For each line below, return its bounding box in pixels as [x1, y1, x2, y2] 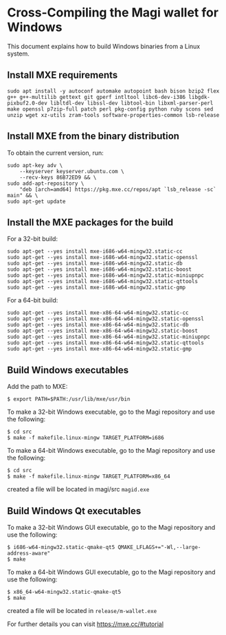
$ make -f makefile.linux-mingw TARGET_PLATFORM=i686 [7, 434, 165, 441]
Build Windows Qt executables [7, 505, 142, 517]
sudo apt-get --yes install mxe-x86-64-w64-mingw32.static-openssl [7, 315, 205, 322]
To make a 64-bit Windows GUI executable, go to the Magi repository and [7, 568, 216, 576]
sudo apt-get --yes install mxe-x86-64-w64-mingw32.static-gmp [7, 346, 192, 353]
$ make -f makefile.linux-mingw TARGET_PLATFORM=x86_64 [7, 473, 170, 480]
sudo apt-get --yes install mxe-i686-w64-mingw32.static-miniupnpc [7, 272, 205, 279]
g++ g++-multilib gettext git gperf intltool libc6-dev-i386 [7, 93, 186, 100]
